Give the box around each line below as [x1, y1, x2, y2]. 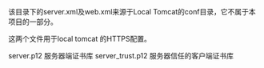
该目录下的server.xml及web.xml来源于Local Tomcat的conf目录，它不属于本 [8, 7, 256, 16]
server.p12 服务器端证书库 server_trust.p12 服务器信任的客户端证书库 [8, 51, 234, 60]
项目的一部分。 [8, 17, 58, 26]
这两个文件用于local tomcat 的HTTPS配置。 [8, 34, 152, 43]
